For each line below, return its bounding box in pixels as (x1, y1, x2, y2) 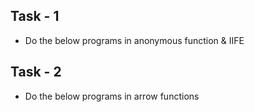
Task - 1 (10, 8, 60, 25)
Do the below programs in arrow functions (24, 90, 200, 102)
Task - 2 (10, 64, 62, 81)
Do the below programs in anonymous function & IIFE (24, 34, 245, 46)
